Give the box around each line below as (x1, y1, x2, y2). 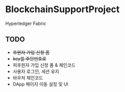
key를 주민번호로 (12, 55, 47, 62)
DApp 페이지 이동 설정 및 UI (12, 81, 69, 87)
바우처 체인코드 (12, 75, 43, 81)
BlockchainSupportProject (5, 4, 120, 15)
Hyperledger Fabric (5, 20, 46, 26)
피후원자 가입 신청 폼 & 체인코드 (12, 62, 76, 68)
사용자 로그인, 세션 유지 (12, 68, 60, 74)
